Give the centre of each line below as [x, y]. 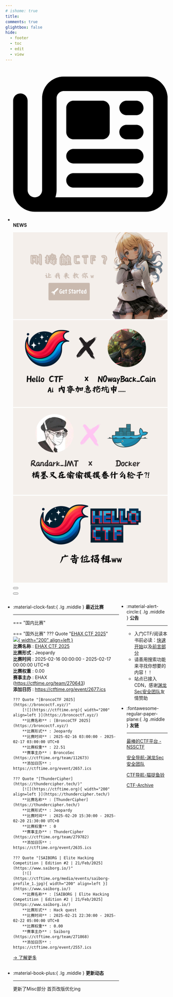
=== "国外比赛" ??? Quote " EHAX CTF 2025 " [60, 634]
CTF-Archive [140, 785]
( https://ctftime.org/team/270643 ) [49, 683]
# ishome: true [22, 11]
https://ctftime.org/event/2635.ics [52, 848]
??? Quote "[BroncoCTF [37, 700]
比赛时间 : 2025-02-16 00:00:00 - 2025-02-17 [62, 659]
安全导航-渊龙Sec [145, 758]
